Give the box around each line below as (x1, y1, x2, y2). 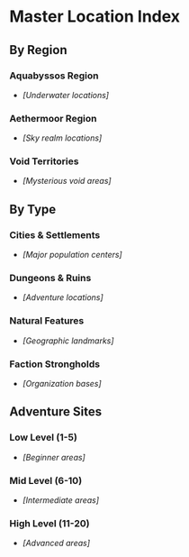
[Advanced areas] (22, 538, 91, 549)
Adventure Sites (9, 404, 102, 420)
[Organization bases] (22, 379, 102, 389)
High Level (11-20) (9, 516, 90, 529)
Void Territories (9, 155, 79, 168)
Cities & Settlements (9, 228, 101, 241)
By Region (9, 42, 67, 58)
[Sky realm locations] (22, 132, 103, 143)
